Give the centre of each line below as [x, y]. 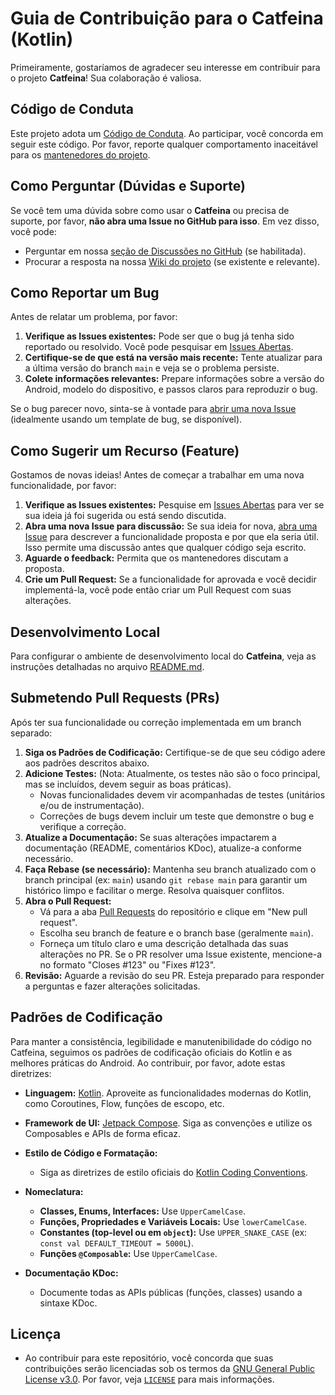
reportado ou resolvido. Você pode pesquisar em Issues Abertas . [159, 347]
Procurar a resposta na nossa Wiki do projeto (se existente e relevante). [172, 261]
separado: [31, 733]
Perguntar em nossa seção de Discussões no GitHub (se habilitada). [165, 251]
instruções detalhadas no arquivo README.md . [107, 666]
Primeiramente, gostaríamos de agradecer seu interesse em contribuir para [165, 67]
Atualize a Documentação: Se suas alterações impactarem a [150, 837]
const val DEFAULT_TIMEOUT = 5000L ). [116, 1243]
